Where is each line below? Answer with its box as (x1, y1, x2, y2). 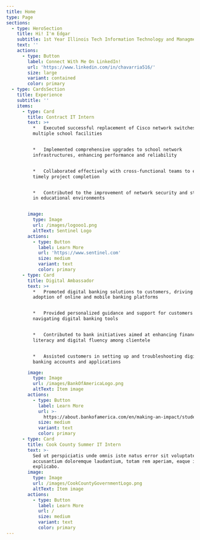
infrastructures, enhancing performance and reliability (32, 152, 177, 158)
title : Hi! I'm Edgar (17, 31, 70, 37)
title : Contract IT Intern (27, 114, 95, 120)
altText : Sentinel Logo (32, 228, 92, 234)
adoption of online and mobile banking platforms (32, 294, 159, 300)
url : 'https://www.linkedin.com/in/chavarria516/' (27, 64, 156, 70)
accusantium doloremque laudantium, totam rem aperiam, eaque (32, 458, 190, 464)
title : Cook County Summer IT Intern (27, 442, 121, 448)
